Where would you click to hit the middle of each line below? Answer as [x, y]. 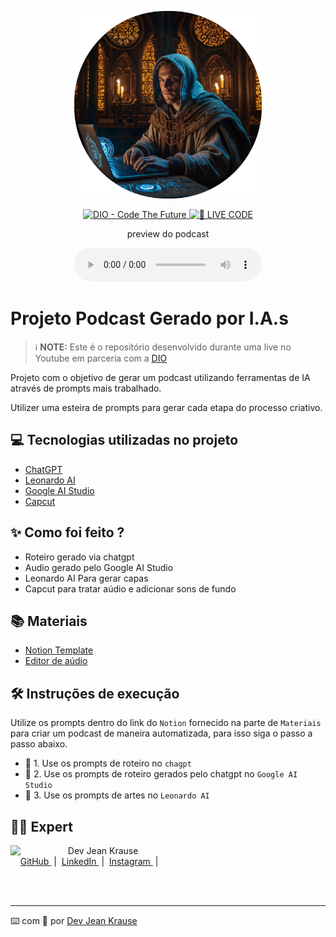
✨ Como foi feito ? [67, 532]
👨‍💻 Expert [41, 826]
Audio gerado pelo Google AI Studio [99, 567]
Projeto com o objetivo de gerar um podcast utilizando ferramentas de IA [160, 377]
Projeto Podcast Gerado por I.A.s [149, 318]
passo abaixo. [39, 744]
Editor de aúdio [56, 661]
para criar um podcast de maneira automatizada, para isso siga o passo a [161, 733]
